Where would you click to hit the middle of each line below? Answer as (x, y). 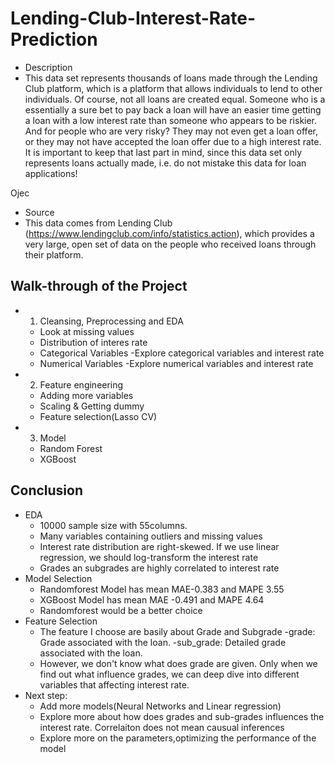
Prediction (54, 39)
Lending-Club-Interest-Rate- (133, 18)
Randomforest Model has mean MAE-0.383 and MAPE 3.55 (162, 589)
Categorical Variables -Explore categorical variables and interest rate (182, 353)
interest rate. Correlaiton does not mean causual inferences (162, 727)
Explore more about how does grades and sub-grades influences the (182, 716)
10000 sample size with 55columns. (113, 525)
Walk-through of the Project (99, 286)
